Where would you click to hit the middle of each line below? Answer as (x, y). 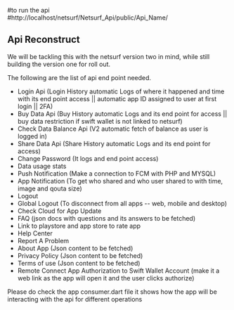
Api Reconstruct (44, 40)
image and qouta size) (50, 188)
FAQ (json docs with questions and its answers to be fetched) (106, 218)
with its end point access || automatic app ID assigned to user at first (117, 98)
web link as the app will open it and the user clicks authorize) (106, 278)
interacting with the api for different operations (75, 299)
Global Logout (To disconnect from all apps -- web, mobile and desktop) (122, 203)
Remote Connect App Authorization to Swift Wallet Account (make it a (118, 271)
